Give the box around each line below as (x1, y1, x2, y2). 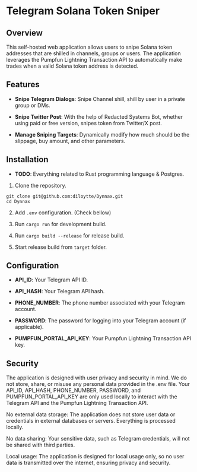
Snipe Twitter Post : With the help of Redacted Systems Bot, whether (14, 113, 183, 120)
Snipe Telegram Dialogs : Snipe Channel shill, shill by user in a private (14, 95, 185, 102)
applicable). (14, 324, 44, 331)
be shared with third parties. (6, 441, 75, 449)
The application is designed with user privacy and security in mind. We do (6, 374, 187, 381)
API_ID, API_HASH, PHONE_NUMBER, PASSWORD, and (6, 387, 141, 394)
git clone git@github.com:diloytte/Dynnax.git (6, 193, 123, 199)
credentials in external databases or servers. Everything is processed (6, 417, 176, 425)
